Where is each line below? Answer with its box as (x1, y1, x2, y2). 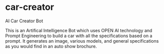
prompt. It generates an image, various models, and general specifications (5, 38, 159, 44)
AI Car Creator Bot (5, 18, 44, 24)
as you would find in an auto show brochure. (5, 43, 97, 49)
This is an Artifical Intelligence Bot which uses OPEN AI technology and (5, 27, 152, 33)
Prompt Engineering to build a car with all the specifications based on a (5, 33, 152, 39)
